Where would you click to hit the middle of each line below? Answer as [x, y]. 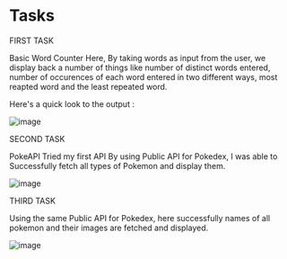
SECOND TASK [37, 138]
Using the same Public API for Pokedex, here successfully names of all [140, 218]
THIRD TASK [33, 201]
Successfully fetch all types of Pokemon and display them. [117, 165]
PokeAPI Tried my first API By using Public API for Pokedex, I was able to [143, 156]
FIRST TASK [31, 40]
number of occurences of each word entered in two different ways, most [143, 76]
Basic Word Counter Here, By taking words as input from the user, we [138, 58]
